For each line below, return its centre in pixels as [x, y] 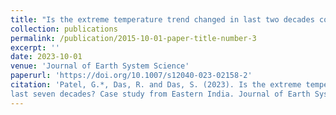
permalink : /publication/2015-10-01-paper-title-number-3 [133, 38]
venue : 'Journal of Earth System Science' [100, 66]
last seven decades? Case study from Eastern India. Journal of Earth [160, 94]
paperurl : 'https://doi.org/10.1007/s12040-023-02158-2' [131, 76]
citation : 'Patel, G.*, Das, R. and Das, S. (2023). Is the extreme [156, 85]
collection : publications [64, 29]
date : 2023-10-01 [46, 57]
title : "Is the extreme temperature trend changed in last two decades [162, 19]
